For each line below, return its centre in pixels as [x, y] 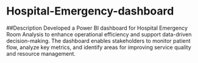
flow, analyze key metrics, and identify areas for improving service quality [99, 47]
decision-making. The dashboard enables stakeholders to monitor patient [98, 41]
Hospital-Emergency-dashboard [90, 11]
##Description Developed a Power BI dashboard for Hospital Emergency [97, 28]
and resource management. [41, 53]
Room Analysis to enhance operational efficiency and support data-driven [99, 34]
